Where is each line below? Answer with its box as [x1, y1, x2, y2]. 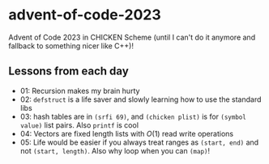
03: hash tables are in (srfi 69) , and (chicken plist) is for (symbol [19, 111, 247, 121]
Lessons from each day [8, 65, 130, 78]
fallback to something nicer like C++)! [8, 40, 134, 50]
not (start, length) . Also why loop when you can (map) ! [19, 145, 211, 155]
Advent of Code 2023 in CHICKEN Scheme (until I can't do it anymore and [8, 32, 256, 42]
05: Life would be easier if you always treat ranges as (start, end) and [19, 137, 259, 147]
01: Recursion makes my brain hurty [19, 86, 140, 95]
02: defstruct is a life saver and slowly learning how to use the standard [19, 95, 262, 104]
